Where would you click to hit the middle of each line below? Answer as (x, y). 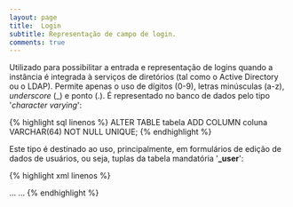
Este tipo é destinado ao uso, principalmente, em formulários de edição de (146, 149)
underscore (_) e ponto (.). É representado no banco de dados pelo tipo (140, 96)
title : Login (36, 26)
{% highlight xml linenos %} (60, 176)
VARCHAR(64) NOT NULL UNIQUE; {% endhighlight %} (111, 132)
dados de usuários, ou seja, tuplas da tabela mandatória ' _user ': (127, 159)
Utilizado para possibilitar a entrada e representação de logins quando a (141, 68)
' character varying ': (46, 105)
